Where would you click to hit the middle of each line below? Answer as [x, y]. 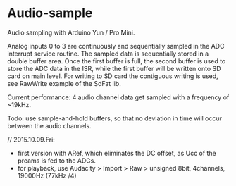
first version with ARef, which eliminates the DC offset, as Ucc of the [117, 153]
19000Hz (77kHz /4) [47, 175]
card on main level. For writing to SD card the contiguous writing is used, [113, 76]
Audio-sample [50, 13]
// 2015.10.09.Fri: [31, 139]
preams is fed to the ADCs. [57, 161]
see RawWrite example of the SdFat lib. [64, 83]
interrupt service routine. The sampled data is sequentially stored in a [108, 54]
